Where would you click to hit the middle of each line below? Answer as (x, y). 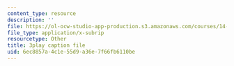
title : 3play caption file (46, 45)
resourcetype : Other (37, 39)
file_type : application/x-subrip (56, 33)
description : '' (31, 20)
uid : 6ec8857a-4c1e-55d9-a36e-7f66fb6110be (71, 52)
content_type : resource (42, 13)
